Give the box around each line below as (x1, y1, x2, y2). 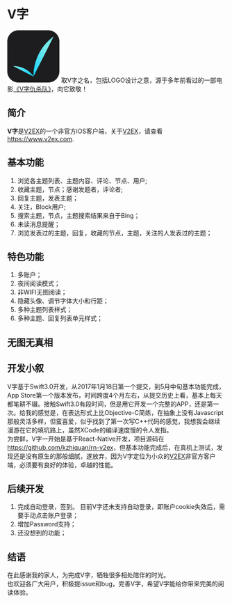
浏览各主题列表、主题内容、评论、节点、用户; (17, 176, 148, 185)
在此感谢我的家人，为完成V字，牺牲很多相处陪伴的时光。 (7, 571, 170, 579)
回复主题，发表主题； (17, 194, 78, 202)
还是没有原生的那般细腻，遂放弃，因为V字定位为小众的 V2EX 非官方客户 (13, 452, 216, 460)
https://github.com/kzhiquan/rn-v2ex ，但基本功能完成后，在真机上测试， (7, 443, 217, 451)
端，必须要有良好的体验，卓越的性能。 (7, 460, 117, 469)
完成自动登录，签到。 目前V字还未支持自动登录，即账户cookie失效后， (17, 503, 219, 511)
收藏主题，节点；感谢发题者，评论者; (17, 185, 124, 194)
